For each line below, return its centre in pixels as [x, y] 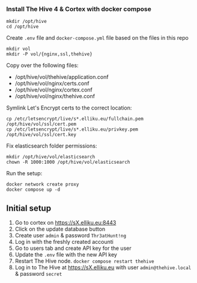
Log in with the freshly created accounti [64, 242]
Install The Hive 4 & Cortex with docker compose [79, 9]
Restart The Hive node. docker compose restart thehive [84, 261]
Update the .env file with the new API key [66, 255]
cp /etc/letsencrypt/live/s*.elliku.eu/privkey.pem [72, 129]
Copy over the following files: [43, 66]
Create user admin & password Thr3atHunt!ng [71, 235]
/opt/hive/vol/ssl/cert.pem [41, 124]
